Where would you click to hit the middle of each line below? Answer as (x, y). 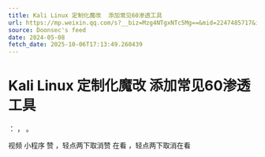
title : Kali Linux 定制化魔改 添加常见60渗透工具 (86, 15)
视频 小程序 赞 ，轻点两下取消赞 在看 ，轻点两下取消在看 (99, 145)
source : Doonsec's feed (47, 30)
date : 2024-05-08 (37, 37)
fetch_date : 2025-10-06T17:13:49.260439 (76, 45)
